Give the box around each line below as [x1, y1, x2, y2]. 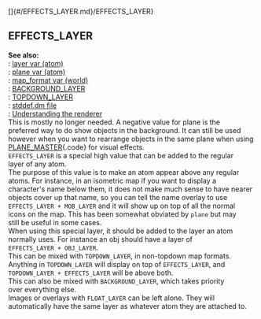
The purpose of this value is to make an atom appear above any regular [8, 167, 240, 176]
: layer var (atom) [8, 58, 64, 68]
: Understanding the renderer [8, 109, 103, 118]
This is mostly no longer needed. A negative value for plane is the [8, 117, 221, 127]
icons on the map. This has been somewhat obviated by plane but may [8, 209, 237, 219]
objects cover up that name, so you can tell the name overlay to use [8, 192, 228, 202]
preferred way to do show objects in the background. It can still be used [8, 125, 241, 135]
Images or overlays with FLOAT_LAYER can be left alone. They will [8, 293, 215, 302]
